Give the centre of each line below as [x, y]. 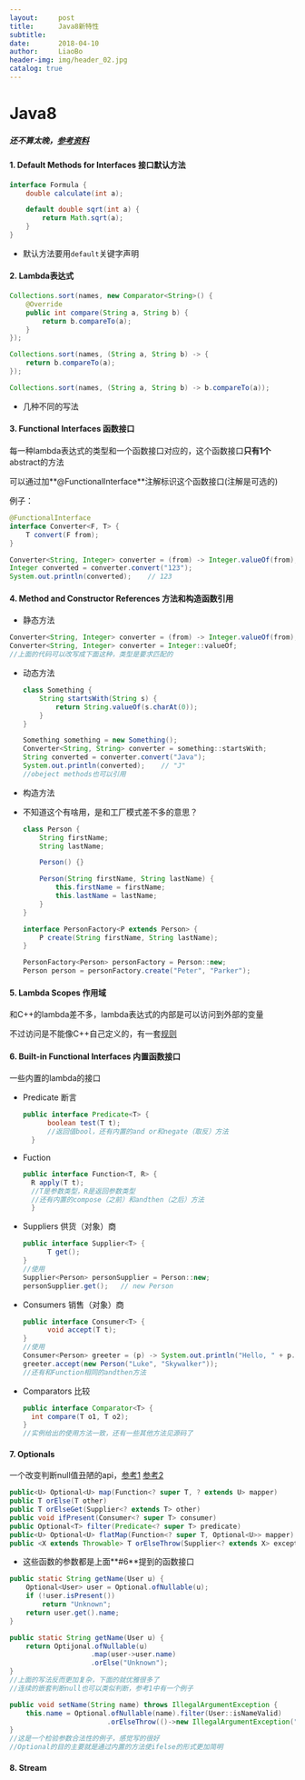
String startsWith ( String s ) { [98, 698]
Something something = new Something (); [100, 740]
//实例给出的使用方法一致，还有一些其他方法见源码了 [108, 1434]
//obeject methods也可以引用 [74, 774]
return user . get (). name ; [73, 1613]
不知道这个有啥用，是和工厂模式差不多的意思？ [110, 812]
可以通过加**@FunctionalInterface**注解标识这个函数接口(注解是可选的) [144, 482]
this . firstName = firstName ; [111, 887]
